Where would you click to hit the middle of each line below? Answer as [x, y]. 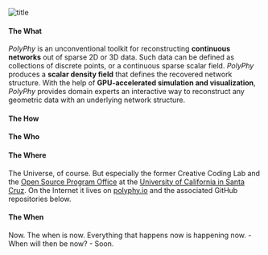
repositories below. [40, 199]
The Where [27, 155]
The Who [24, 137]
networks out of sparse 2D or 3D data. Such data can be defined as [122, 57]
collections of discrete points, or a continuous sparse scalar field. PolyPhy [131, 66]
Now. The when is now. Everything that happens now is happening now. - [130, 235]
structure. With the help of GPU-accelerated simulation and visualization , [132, 83]
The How [24, 118]
